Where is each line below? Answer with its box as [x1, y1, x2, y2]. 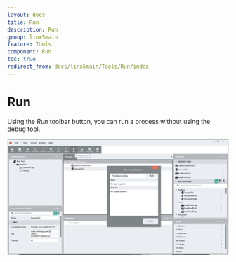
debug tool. [7, 125, 41, 133]
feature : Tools [7, 41, 52, 48]
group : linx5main [7, 34, 58, 41]
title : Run [7, 18, 39, 26]
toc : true [7, 56, 37, 63]
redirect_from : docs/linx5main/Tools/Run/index [7, 63, 150, 70]
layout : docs [7, 11, 46, 18]
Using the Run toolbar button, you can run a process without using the [7, 117, 211, 125]
